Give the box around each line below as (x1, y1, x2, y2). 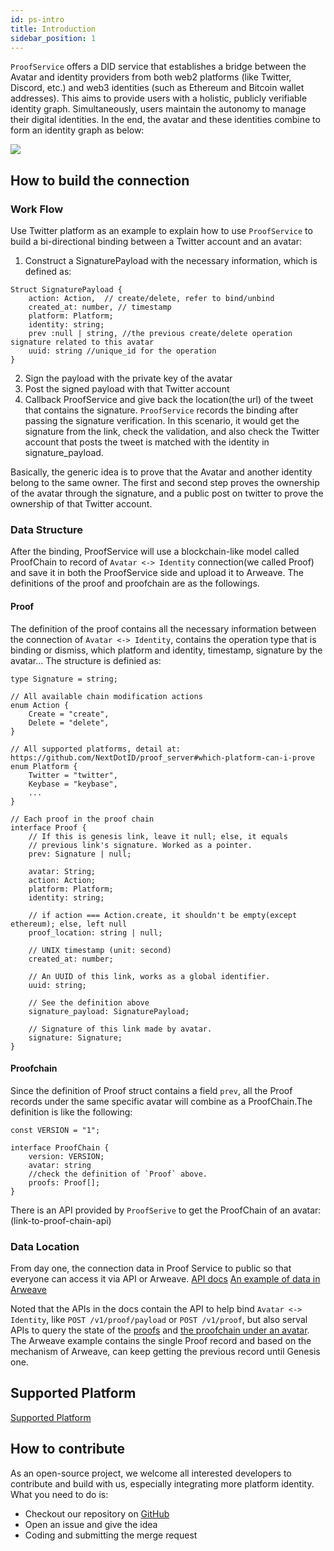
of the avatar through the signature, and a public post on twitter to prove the (10, 487, 324, 500)
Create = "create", (28, 709, 110, 719)
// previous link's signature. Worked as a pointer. (28, 840, 253, 850)
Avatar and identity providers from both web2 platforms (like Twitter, (10, 71, 292, 83)
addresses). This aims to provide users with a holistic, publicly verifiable (10, 92, 308, 105)
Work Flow (10, 202, 64, 216)
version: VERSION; (28, 1151, 105, 1161)
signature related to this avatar (10, 337, 155, 348)
